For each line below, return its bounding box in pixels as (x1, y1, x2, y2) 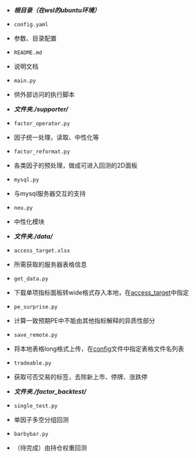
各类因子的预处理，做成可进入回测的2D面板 (13, 161, 138, 170)
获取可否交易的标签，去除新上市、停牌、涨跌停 (13, 373, 148, 381)
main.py (13, 77, 36, 84)
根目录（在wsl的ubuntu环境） (13, 6, 100, 14)
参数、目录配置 (13, 34, 57, 42)
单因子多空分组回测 (13, 416, 69, 423)
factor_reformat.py (13, 148, 71, 155)
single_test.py (13, 403, 58, 410)
